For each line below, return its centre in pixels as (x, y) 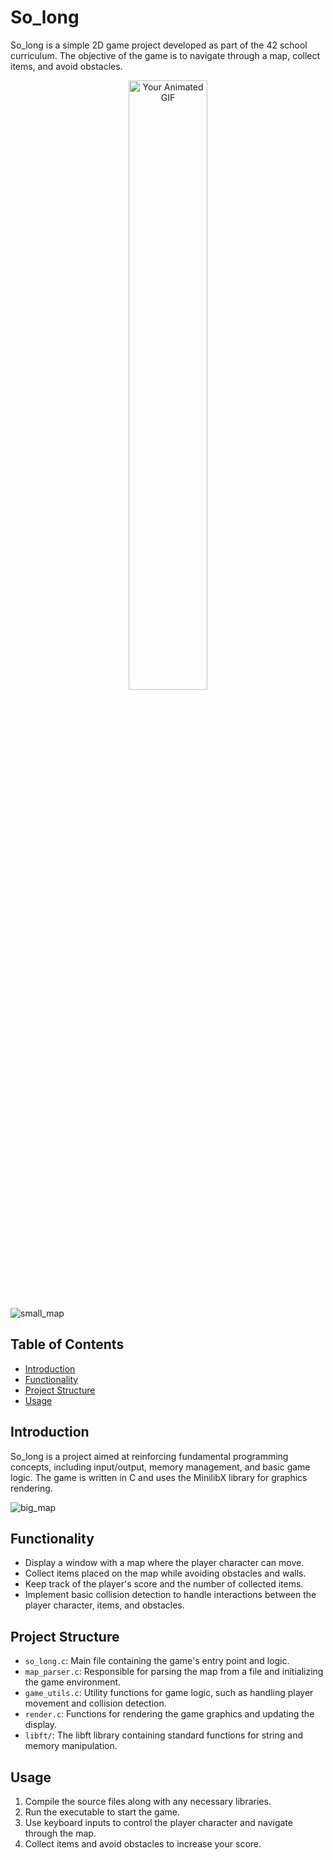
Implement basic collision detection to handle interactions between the (170, 1595)
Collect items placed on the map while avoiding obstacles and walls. (165, 1573)
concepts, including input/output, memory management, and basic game (160, 1467)
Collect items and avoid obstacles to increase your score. (143, 1844)
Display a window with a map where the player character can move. (164, 1563)
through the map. (60, 1833)
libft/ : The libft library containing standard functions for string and (163, 1735)
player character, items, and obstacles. (104, 1605)
